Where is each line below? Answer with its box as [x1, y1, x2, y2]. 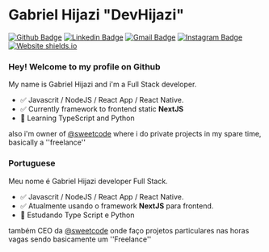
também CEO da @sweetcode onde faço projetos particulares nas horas [8, 225, 250, 235]
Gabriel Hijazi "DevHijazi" [8, 6, 184, 24]
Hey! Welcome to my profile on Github [8, 61, 161, 72]
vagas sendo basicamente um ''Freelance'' [8, 234, 152, 244]
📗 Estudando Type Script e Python [19, 210, 135, 220]
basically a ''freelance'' [8, 137, 86, 147]
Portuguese [8, 157, 56, 169]
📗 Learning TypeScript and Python [19, 113, 135, 123]
